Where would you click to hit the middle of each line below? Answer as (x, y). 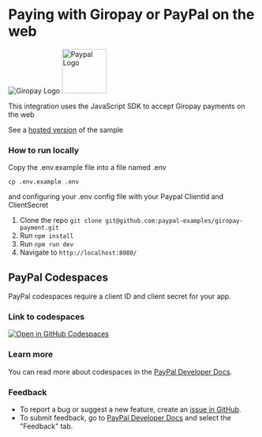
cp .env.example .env (44, 182)
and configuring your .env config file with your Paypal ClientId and (116, 197)
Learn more (31, 355)
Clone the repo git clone (61, 220)
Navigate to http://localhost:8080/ (78, 252)
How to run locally (44, 150)
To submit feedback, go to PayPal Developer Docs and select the (125, 417)
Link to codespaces (47, 316)
